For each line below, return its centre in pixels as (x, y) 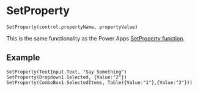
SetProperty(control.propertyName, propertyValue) (72, 27)
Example (23, 58)
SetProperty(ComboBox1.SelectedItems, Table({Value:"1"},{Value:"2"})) (99, 82)
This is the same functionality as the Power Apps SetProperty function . (96, 38)
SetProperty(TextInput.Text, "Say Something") (67, 72)
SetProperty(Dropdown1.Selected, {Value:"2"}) (67, 77)
